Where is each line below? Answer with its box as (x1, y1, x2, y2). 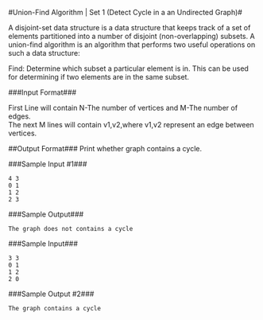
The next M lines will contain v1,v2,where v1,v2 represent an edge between (8, 120, 254, 129)
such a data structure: (8, 49, 81, 57)
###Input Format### (8, 88, 77, 97)
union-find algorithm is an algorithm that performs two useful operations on (8, 40, 256, 49)
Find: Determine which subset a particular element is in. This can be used (8, 64, 249, 73)
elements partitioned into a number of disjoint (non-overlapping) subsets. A (8, 32, 256, 41)
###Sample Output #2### (8, 289, 95, 299)
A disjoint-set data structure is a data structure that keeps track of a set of (8, 23, 251, 32)
